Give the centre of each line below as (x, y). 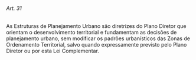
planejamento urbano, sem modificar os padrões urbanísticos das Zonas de (98, 38)
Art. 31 (14, 8)
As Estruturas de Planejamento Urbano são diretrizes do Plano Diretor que (96, 26)
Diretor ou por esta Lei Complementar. (53, 51)
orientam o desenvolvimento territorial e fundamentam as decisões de (92, 33)
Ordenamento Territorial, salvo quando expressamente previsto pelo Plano (97, 45)
